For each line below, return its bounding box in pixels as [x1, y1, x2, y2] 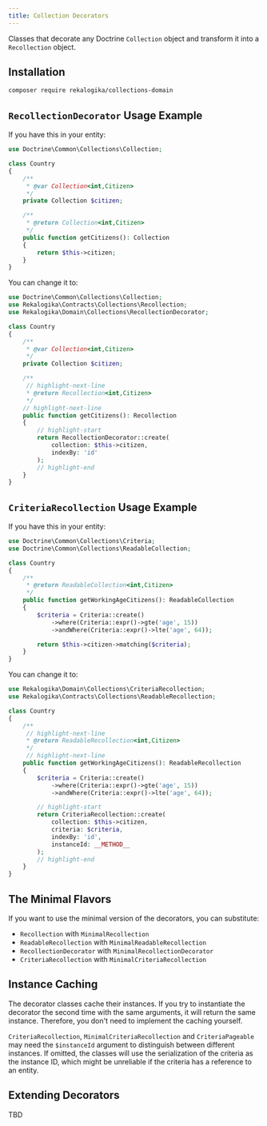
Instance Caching [8, 977, 98, 992]
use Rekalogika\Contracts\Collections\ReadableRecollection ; [8, 693, 217, 701]
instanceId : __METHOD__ [50, 841, 130, 848]
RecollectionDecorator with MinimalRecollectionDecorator [19, 946, 214, 956]
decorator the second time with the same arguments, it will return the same [8, 1007, 256, 1016]
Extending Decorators [8, 1088, 120, 1102]
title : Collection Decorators [8, 11, 110, 20]
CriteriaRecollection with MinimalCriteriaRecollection [19, 955, 206, 964]
